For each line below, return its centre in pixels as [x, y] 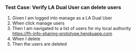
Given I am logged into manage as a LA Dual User [62, 18]
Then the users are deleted [39, 44]
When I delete [26, 39]
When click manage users [38, 23]
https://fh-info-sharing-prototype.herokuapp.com [62, 34]
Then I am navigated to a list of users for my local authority [71, 28]
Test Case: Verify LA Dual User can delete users [63, 7]
